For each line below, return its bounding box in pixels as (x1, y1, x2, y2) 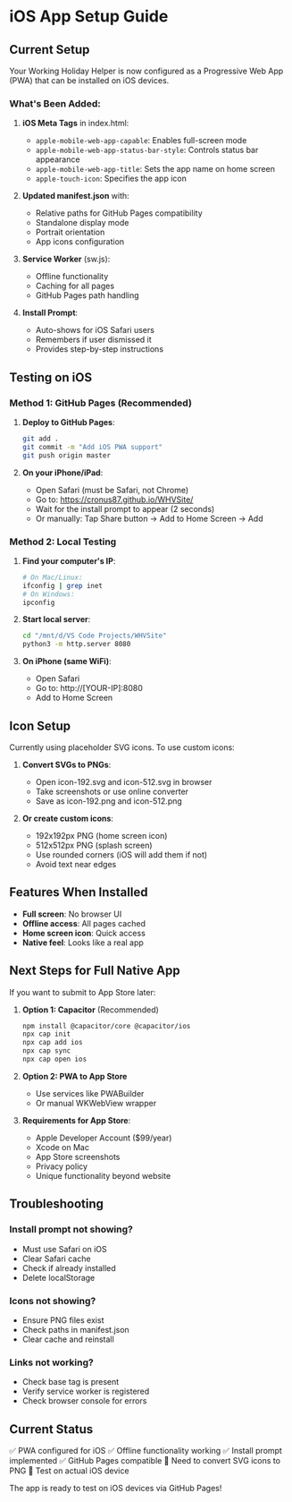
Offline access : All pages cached (21, 917, 146, 928)
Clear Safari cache (21, 1253, 91, 1264)
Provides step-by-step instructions (35, 344, 163, 354)
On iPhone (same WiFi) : (21, 656, 112, 667)
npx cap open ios (21, 1054, 88, 1064)
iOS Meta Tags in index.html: (21, 118, 129, 129)
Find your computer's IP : (21, 555, 116, 566)
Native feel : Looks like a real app (21, 937, 145, 948)
